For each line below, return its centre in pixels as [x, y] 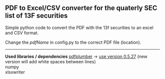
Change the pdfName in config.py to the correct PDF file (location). [73, 42]
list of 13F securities [36, 16]
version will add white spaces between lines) [51, 61]
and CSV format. [22, 33]
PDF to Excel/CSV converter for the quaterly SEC [81, 8]
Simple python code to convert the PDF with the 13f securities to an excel [79, 27]
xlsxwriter [15, 72]
